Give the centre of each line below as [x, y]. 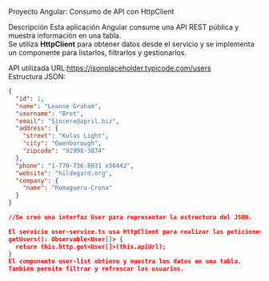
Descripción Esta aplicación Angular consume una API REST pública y [124, 27]
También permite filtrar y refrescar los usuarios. [96, 269]
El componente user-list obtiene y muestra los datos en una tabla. [125, 262]
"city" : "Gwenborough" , [62, 143]
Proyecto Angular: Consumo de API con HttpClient [91, 12]
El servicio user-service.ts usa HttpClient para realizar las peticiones [136, 231]
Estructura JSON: [37, 76]
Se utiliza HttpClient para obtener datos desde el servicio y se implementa [131, 44]
